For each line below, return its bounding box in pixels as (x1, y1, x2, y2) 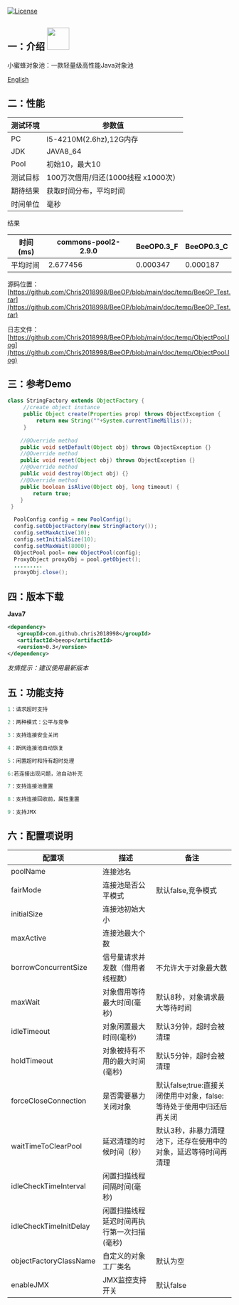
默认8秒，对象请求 (156, 992, 218, 1002)
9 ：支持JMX (7, 808, 37, 816)
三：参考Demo (7, 378, 72, 391)
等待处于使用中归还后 (156, 1101, 228, 1111)
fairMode (11, 884, 41, 894)
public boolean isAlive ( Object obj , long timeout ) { (20, 483, 180, 490)
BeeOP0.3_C (184, 241, 228, 251)
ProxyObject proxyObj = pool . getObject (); (14, 556, 142, 563)
